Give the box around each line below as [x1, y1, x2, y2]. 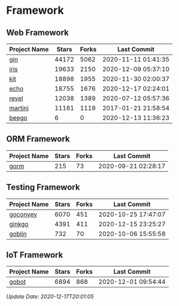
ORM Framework [6, 134, 70, 144]
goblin [9, 229, 27, 238]
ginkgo [9, 220, 29, 228]
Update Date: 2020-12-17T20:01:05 [6, 293, 94, 300]
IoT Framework [6, 250, 63, 260]
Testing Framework [6, 182, 80, 192]
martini [9, 104, 29, 112]
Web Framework [6, 28, 69, 38]
